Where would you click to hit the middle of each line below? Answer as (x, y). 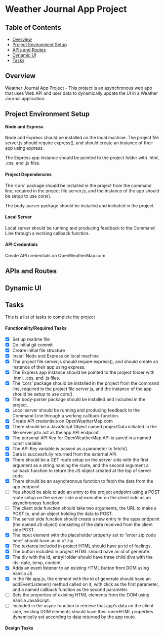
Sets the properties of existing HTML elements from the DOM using (81, 595)
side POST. (24, 530)
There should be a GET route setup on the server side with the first (80, 460)
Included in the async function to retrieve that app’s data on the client (83, 606)
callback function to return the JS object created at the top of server (82, 470)
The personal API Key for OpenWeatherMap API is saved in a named (82, 438)
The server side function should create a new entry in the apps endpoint (86, 519)
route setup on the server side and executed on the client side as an (82, 497)
